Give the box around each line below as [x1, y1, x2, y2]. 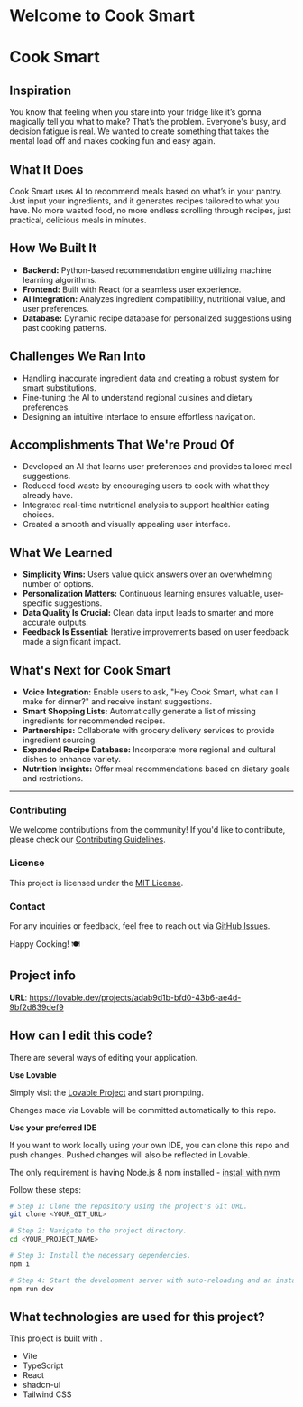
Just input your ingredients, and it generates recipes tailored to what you [9, 195, 280, 206]
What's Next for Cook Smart [9, 662, 171, 678]
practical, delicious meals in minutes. [9, 214, 147, 225]
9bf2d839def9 [9, 1001, 65, 1013]
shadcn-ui [22, 1380, 61, 1391]
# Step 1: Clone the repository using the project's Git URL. [9, 1202, 248, 1211]
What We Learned [9, 544, 113, 561]
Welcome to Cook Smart [9, 5, 196, 26]
